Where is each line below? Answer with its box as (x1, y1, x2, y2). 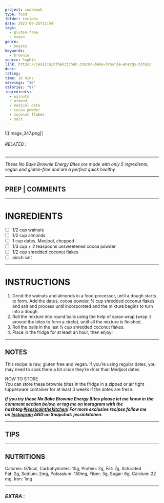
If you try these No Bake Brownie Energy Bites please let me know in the (5, 396, 154, 401)
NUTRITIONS (5, 452, 45, 461)
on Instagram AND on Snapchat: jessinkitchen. (5, 411, 103, 417)
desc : (5, 67, 16, 72)
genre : (5, 39, 19, 44)
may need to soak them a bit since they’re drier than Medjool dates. (5, 366, 141, 372)
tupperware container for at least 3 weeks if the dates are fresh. (5, 386, 134, 392)
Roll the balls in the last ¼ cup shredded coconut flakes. (12, 324, 124, 330)
